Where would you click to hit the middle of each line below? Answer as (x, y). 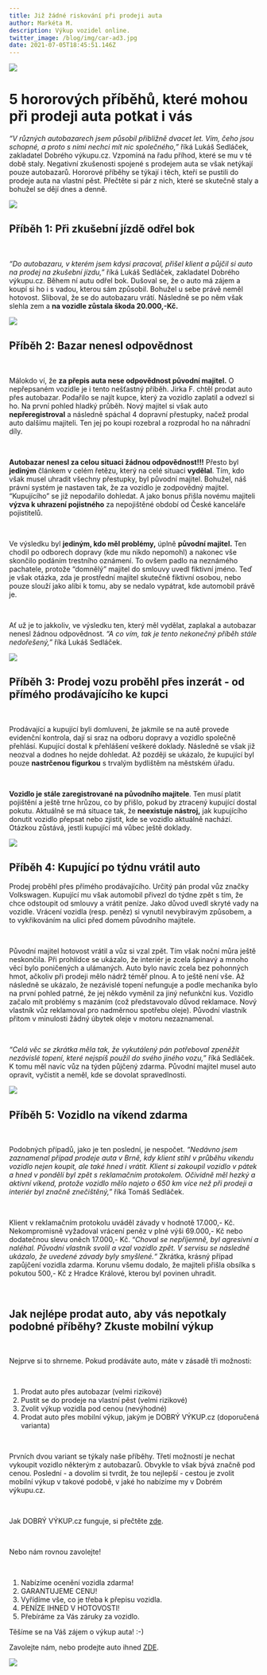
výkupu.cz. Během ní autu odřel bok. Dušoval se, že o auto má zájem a (125, 280)
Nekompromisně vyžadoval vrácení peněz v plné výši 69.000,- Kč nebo (126, 1231)
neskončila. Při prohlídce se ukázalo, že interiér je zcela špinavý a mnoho (129, 960)
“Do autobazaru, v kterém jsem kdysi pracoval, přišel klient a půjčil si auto (131, 263)
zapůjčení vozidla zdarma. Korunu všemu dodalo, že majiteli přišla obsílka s (132, 1265)
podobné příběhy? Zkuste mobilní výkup (111, 1326)
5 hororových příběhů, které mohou (129, 99)
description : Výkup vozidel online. (70, 30)
